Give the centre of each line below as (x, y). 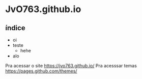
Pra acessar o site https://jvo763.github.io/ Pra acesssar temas (71, 66)
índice (15, 28)
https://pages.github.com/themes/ (41, 71)
